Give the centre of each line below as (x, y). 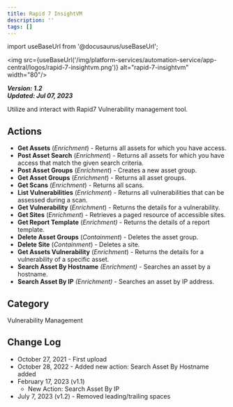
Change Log (34, 342)
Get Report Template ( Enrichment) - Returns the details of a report (113, 222)
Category (28, 303)
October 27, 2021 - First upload (62, 359)
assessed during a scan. (52, 200)
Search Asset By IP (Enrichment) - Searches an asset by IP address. (116, 282)
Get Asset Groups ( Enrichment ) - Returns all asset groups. (102, 178)
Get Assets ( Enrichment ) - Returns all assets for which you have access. (122, 148)
